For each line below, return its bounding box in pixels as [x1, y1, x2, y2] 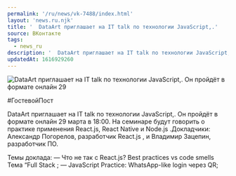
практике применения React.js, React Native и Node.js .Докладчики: [7, 124, 211, 133]
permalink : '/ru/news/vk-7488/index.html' [7, 10, 133, 18]
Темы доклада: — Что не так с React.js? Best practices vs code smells [7, 153, 214, 161]
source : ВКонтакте [7, 29, 61, 37]
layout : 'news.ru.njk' [7, 17, 74, 24]
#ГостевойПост [7, 96, 54, 104]
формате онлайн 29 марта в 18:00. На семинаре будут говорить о [7, 117, 205, 126]
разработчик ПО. [7, 140, 58, 148]
